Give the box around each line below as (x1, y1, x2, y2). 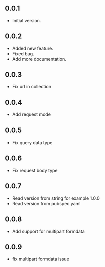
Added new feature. (12, 45, 53, 51)
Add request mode (12, 111, 51, 117)
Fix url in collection (12, 84, 51, 90)
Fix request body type (12, 167, 58, 173)
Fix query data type (12, 140, 53, 146)
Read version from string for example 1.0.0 (12, 195, 100, 201)
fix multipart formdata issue (12, 256, 70, 262)
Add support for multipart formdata (12, 228, 85, 234)
